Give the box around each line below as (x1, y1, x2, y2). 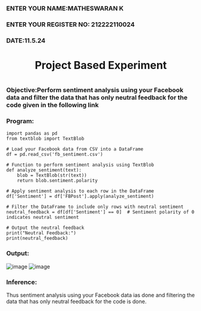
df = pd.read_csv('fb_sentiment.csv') (6, 152, 103, 158)
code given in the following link (6, 101, 99, 109)
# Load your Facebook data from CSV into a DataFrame (6, 146, 144, 152)
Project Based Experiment (35, 58, 167, 72)
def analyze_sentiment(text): (6, 167, 82, 173)
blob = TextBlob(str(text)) (17, 173, 87, 179)
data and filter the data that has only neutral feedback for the (6, 93, 188, 102)
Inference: (6, 277, 37, 286)
